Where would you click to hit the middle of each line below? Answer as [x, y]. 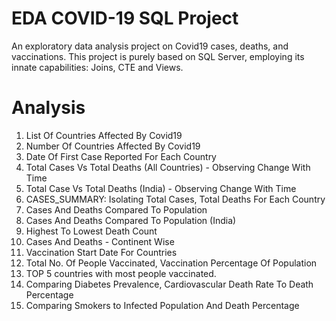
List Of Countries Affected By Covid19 [104, 135]
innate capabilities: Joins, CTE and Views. [97, 67]
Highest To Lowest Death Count [91, 231]
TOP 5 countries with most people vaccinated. [121, 273]
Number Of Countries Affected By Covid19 [113, 146]
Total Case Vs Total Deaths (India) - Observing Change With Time [161, 188]
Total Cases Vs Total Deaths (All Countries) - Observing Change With [168, 167]
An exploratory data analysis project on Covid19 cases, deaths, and [150, 46]
